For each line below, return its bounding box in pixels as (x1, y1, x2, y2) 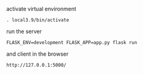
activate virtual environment (6, 6, 77, 12)
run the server (6, 28, 42, 35)
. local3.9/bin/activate (6, 17, 69, 23)
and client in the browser (6, 50, 69, 57)
